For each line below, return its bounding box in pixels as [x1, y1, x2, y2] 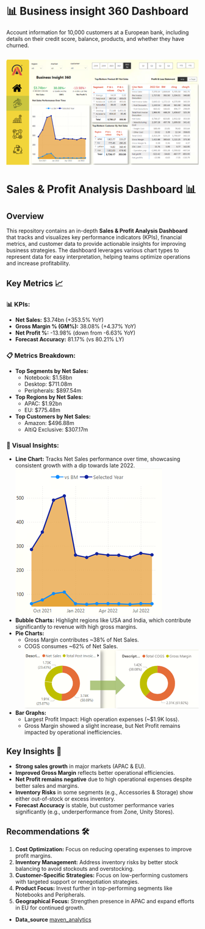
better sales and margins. [15, 782, 79, 789]
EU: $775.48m [24, 407, 61, 414]
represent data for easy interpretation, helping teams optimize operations [6, 253, 190, 261]
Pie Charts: [15, 629, 45, 637]
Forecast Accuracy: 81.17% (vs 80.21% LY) [15, 335, 124, 342]
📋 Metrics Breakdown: [6, 351, 76, 360]
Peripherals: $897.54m [24, 387, 81, 394]
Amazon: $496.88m [24, 420, 74, 427]
